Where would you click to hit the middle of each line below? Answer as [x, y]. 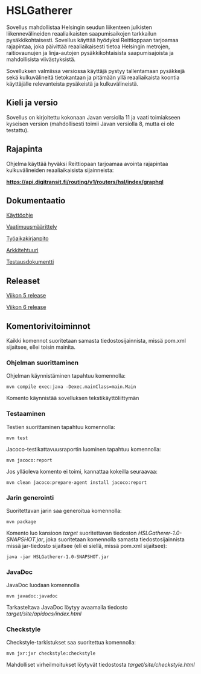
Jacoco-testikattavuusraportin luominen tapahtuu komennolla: [84, 449]
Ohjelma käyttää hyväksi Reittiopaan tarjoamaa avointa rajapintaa [87, 164]
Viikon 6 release [26, 307]
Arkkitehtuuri [22, 250]
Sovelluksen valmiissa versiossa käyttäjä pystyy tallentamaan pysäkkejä [96, 71]
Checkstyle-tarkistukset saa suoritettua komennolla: [71, 643]
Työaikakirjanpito [27, 238]
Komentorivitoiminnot [48, 326]
